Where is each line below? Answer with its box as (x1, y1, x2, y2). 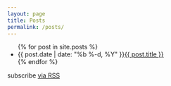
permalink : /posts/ (7, 23, 65, 30)
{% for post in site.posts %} (17, 43, 99, 51)
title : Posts (7, 17, 46, 24)
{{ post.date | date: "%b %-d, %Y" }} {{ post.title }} (17, 50, 164, 59)
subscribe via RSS (7, 71, 61, 80)
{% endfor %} (17, 58, 58, 66)
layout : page (7, 10, 46, 18)
